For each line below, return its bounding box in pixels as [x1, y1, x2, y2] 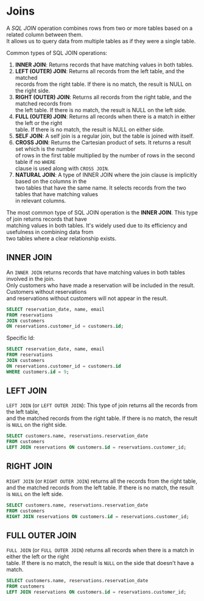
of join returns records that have [6, 215, 87, 222]
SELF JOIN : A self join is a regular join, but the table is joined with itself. [15, 132, 194, 140]
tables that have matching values [15, 190, 99, 197]
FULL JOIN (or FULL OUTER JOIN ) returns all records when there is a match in [6, 547, 194, 554]
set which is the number [15, 145, 76, 152]
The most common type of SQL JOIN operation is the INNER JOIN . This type [6, 208, 198, 216]
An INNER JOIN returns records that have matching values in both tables [6, 268, 186, 276]
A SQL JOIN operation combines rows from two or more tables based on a [6, 24, 193, 32]
